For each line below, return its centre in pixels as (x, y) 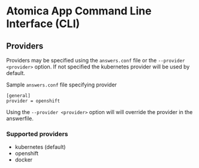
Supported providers (37, 134)
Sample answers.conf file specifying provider (61, 85)
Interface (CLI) (43, 24)
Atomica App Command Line (79, 11)
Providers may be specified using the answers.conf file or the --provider (96, 60)
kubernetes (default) (40, 147)
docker (24, 160)
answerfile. (20, 118)
